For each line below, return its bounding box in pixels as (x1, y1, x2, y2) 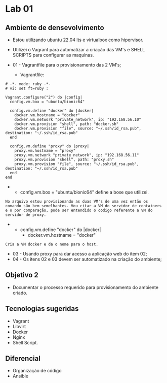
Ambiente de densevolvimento (5, 23, 105, 32)
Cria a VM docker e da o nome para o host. (5, 242, 99, 247)
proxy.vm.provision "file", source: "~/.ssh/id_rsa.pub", (14, 162, 139, 167)
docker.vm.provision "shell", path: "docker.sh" (14, 121, 119, 126)
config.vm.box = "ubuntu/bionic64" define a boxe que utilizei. (20, 189, 149, 195)
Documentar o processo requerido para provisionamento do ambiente (12, 284, 158, 290)
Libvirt (12, 323, 26, 329)
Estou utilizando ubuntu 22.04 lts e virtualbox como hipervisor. (12, 37, 144, 43)
